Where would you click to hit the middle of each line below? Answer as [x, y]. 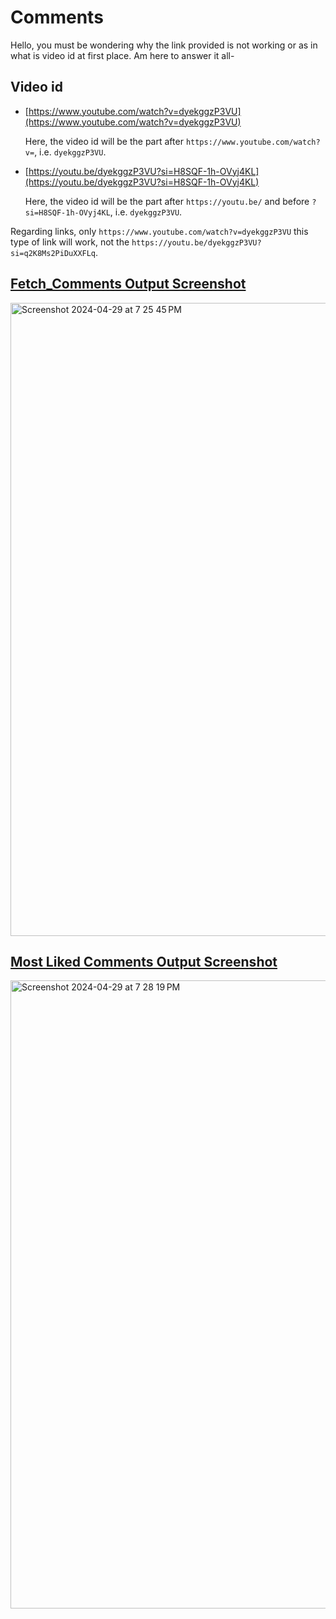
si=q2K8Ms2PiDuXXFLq [53, 253]
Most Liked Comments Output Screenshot [144, 961]
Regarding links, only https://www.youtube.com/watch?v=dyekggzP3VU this [159, 231]
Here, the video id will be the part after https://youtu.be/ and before [167, 201]
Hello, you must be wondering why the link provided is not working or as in [164, 45]
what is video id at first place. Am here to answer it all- [122, 55]
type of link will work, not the [70, 242]
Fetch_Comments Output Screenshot [128, 284]
